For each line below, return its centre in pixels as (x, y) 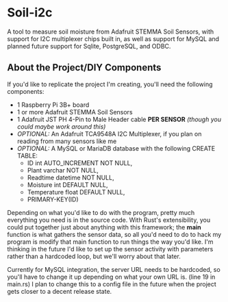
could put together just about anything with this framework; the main (104, 227)
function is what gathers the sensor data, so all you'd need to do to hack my (114, 234)
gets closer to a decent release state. (60, 291)
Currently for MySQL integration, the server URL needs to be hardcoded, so (114, 269)
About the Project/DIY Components (84, 67)
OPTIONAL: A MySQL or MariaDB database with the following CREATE (116, 148)
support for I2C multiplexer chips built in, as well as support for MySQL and (113, 38)
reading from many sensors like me (67, 141)
